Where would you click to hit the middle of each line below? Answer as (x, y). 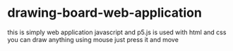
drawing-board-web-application (105, 13)
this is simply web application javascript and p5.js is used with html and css (117, 32)
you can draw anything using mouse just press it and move (93, 39)
